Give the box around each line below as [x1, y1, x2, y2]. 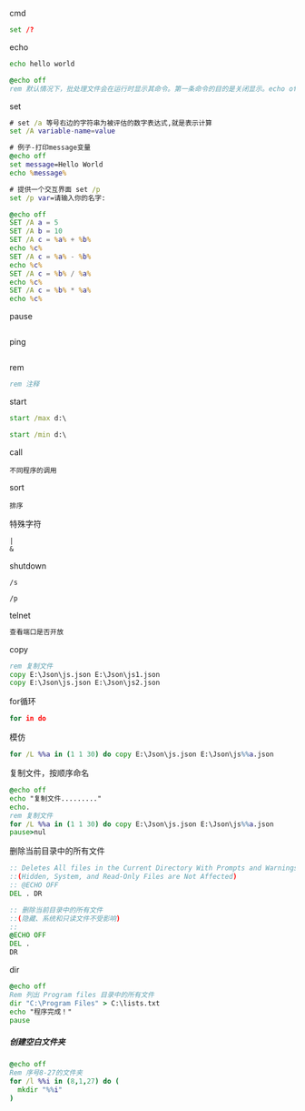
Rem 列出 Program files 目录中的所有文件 [9, 990, 154, 999]
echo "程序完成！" [9, 1007, 73, 1016]
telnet [9, 610, 32, 621]
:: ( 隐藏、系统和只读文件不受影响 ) [9, 914, 121, 923]
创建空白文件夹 [9, 1036, 65, 1047]
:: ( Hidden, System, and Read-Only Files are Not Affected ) [9, 873, 238, 882]
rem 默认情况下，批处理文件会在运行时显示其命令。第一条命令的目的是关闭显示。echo [9, 84, 286, 94]
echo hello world [9, 59, 75, 68]
